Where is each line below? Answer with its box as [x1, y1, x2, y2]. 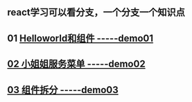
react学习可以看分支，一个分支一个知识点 [7, 6, 185, 19]
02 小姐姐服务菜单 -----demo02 [7, 58, 146, 70]
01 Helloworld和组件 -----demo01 [7, 32, 154, 44]
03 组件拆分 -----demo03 [7, 84, 119, 96]
